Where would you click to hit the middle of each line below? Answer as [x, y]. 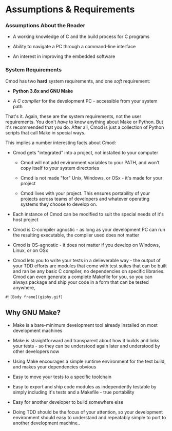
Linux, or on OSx [30, 250]
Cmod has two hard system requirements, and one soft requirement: [78, 81]
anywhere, [24, 287]
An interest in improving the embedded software [64, 56]
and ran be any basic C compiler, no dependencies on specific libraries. [89, 271]
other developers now [36, 351]
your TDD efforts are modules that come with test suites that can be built [90, 266]
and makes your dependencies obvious [54, 367]
